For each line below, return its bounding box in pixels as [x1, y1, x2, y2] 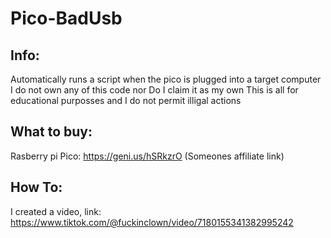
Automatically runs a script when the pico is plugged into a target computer [10, 73, 322, 85]
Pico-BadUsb [10, 7, 123, 30]
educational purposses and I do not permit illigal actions [10, 95, 242, 106]
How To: [10, 179, 63, 196]
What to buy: [10, 123, 93, 141]
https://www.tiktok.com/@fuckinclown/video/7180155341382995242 [10, 216, 294, 228]
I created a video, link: [10, 205, 102, 217]
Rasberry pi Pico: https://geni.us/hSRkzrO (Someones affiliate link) [10, 150, 285, 162]
